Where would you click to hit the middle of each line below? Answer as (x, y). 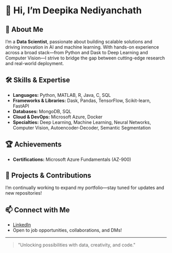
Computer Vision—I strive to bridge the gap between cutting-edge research (85, 58)
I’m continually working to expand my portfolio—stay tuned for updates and (85, 188)
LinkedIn (22, 225)
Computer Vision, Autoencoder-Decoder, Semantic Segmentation (82, 128)
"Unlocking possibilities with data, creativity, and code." (77, 245)
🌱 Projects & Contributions (48, 175)
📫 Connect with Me (38, 210)
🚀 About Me (24, 29)
